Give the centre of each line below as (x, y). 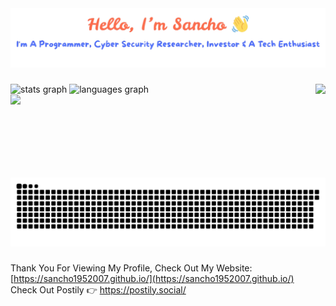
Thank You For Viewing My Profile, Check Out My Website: (131, 268)
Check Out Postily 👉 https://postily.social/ (98, 289)
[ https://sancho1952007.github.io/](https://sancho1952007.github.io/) (152, 278)
